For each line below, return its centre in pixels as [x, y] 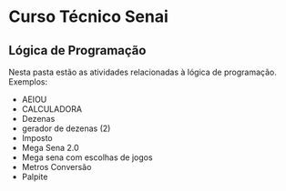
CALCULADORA [52, 109]
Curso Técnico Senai [89, 17]
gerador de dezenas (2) [66, 128]
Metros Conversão [56, 167]
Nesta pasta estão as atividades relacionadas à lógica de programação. [143, 72]
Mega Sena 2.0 [50, 148]
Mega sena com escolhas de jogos [87, 157]
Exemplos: [28, 82]
